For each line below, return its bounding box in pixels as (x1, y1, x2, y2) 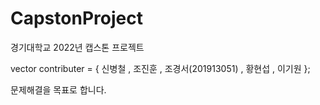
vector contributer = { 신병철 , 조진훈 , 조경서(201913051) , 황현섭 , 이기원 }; (10, 62, 311, 74)
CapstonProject (10, 7, 143, 30)
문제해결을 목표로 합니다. (10, 83, 107, 96)
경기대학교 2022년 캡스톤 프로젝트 (10, 41, 145, 53)
